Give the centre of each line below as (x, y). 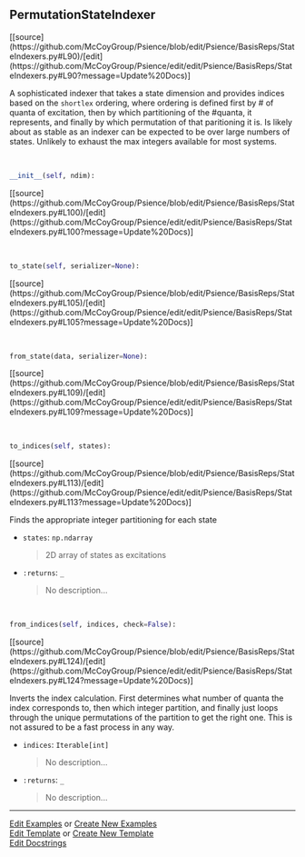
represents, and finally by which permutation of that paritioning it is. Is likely (151, 122)
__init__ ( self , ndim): (52, 175)
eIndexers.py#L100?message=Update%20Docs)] (101, 232)
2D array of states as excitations (105, 555)
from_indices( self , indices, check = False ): (93, 625)
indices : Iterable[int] (65, 745)
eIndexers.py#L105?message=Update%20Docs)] (101, 322)
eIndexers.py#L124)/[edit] (58, 662)
